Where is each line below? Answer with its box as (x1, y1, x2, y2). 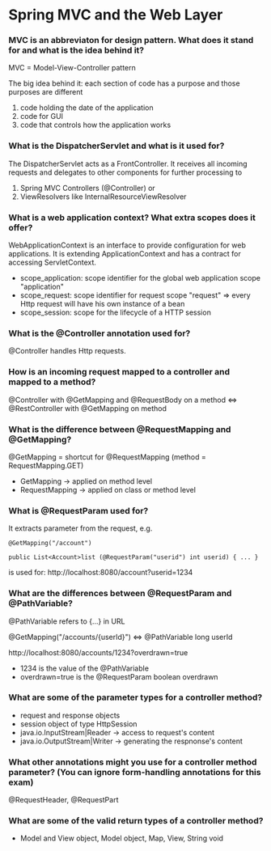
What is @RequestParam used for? (8, 505, 149, 516)
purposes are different (8, 87, 83, 97)
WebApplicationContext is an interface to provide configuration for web (8, 240, 247, 250)
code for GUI (19, 112, 63, 121)
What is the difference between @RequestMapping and (8, 423, 231, 434)
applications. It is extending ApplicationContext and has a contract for (8, 249, 241, 259)
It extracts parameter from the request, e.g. (8, 523, 153, 533)
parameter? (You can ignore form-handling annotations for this (8, 766, 261, 777)
